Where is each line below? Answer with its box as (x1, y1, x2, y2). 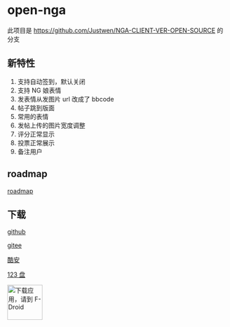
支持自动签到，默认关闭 (17, 77, 86, 85)
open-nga (7, 2, 67, 18)
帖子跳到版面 (17, 104, 55, 112)
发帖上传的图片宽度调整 (17, 121, 86, 130)
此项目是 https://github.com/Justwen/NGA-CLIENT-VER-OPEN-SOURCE (7, 26, 216, 34)
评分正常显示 (17, 130, 55, 138)
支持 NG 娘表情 (17, 86, 62, 95)
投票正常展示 (17, 139, 55, 147)
